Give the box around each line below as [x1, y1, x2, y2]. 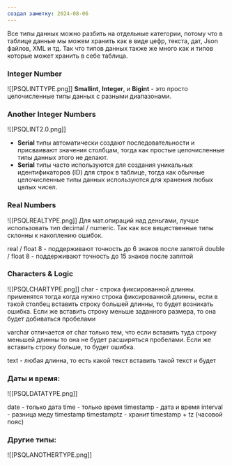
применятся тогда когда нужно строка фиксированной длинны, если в [7, 292, 218, 300]
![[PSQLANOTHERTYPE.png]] [7, 451, 92, 459]
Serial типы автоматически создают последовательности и [17, 138, 195, 147]
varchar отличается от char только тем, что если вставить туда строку [7, 328, 217, 336]
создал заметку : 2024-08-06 [7, 10, 89, 17]
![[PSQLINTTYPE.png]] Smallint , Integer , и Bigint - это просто [7, 84, 188, 93]
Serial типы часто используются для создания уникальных [17, 161, 194, 169]
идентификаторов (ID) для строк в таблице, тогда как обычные [17, 168, 206, 177]
